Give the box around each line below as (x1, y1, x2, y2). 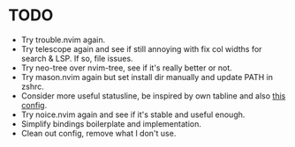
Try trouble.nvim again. (20, 34, 106, 45)
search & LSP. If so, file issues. (20, 53, 133, 63)
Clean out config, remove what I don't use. (20, 128, 177, 138)
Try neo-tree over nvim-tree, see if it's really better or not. (20, 62, 233, 73)
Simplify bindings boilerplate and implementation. (20, 118, 202, 129)
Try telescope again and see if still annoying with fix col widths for (20, 43, 262, 54)
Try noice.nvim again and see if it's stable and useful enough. (20, 109, 246, 120)
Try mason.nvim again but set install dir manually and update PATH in (20, 71, 273, 82)
